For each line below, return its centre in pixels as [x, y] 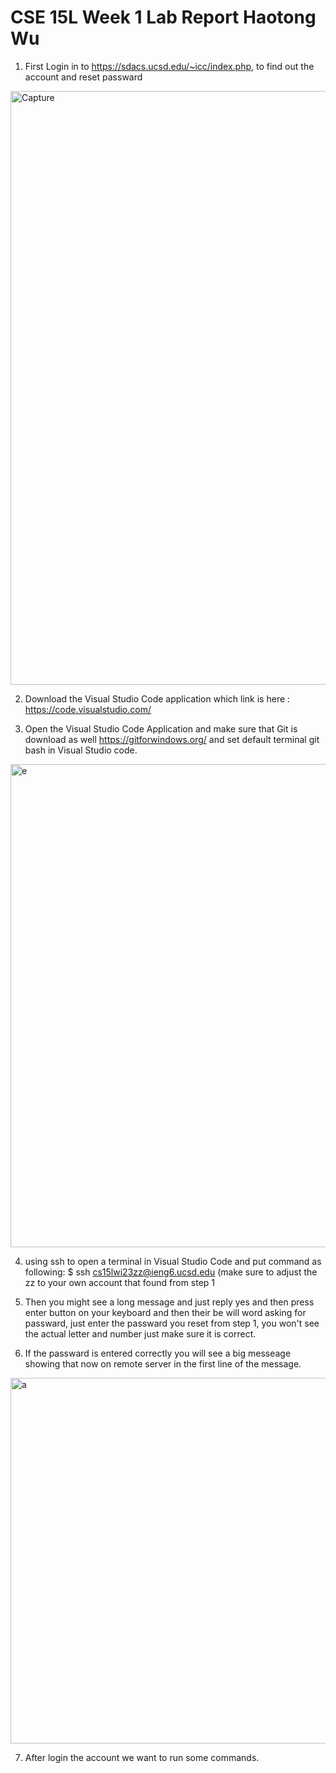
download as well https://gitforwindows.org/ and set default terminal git [172, 739]
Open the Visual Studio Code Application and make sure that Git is [161, 728]
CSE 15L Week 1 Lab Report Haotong [163, 17]
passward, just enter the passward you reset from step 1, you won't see [172, 1323]
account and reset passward [83, 77]
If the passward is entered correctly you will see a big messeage [158, 1353]
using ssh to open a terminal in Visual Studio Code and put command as [173, 1261]
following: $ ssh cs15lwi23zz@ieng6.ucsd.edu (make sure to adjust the [171, 1272]
